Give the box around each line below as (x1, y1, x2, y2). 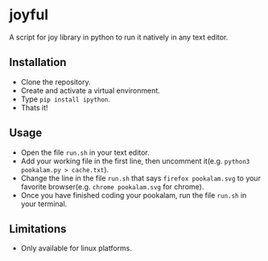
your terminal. (20, 199, 68, 209)
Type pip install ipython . (20, 94, 111, 104)
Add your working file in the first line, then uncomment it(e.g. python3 (20, 155, 250, 166)
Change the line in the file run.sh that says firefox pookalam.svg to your (20, 173, 261, 183)
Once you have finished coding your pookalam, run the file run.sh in (20, 190, 247, 200)
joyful (9, 6, 49, 24)
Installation (9, 56, 67, 69)
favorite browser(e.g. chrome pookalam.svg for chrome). (20, 181, 204, 191)
